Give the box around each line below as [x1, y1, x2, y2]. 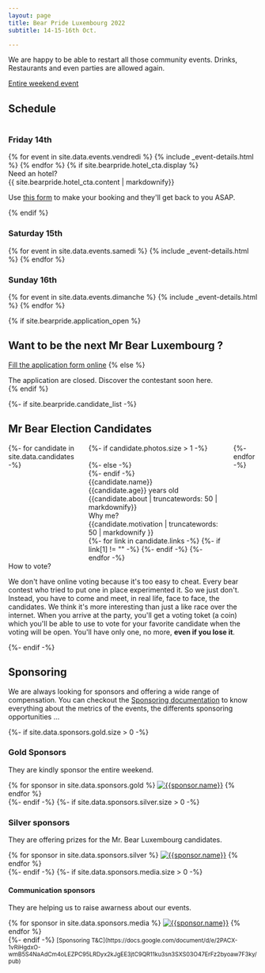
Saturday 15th [8, 228, 63, 239]
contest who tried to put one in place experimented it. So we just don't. [8, 584, 240, 595]
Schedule [8, 102, 57, 115]
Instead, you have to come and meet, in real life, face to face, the [8, 593, 220, 603]
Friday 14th [8, 134, 53, 145]
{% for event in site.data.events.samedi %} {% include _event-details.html [8, 246, 249, 255]
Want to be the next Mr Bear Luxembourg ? [8, 339, 224, 353]
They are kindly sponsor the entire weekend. [8, 764, 154, 774]
